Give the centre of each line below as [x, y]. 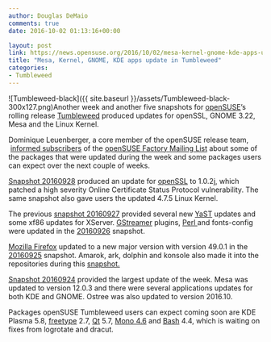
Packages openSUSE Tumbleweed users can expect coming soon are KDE [132, 312]
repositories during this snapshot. [64, 264]
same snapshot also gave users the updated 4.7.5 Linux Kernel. [113, 198]
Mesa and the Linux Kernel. [54, 124]
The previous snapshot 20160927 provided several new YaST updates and [132, 214]
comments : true [34, 23]
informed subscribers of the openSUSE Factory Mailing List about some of [134, 148]
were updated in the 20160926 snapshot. [77, 231]
